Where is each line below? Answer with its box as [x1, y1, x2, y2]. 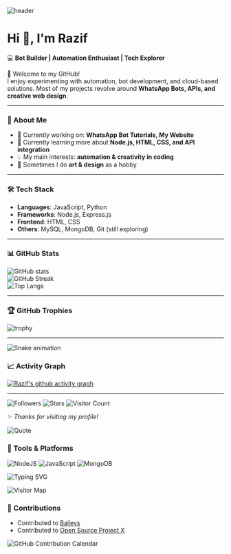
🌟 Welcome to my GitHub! [7, 70, 80, 78]
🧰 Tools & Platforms [7, 444, 74, 454]
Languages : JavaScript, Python [16, 203, 108, 211]
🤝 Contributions [7, 503, 61, 513]
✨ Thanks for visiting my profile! [7, 413, 98, 421]
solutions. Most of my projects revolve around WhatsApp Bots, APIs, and [7, 84, 215, 92]
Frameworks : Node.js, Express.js [16, 210, 112, 218]
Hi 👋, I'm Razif [7, 31, 88, 46]
